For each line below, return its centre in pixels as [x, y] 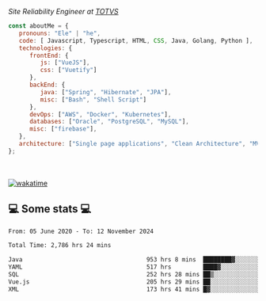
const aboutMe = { [38, 26]
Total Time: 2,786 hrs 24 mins [60, 246]
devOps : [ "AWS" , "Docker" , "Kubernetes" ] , [100, 114]
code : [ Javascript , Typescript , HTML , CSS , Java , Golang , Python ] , [136, 40]
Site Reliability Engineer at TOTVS [63, 11]
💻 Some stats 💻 [50, 209]
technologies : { [46, 48]
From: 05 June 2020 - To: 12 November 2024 [81, 231]
